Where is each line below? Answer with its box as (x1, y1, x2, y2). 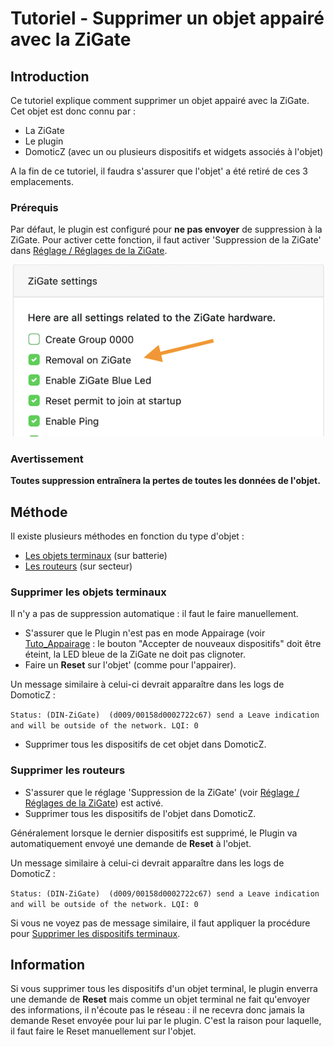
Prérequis (10, 200, 59, 214)
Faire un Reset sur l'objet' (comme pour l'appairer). (24, 659, 237, 671)
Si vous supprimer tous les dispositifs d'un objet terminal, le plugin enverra (10, 983, 318, 995)
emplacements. (10, 176, 74, 187)
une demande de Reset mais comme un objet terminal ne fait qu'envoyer (10, 993, 311, 1006)
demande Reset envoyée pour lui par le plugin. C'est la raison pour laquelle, (10, 1015, 322, 1027)
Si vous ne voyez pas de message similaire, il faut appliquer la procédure (10, 917, 311, 929)
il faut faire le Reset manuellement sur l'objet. (10, 1025, 197, 1037)
